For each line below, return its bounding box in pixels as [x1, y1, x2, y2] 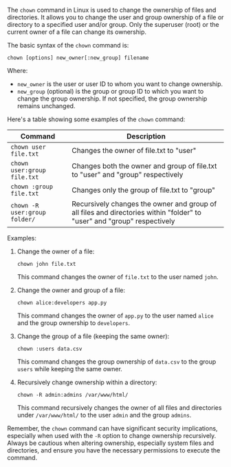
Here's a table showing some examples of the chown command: [7, 115, 186, 123]
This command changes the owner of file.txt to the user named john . [16, 273, 219, 281]
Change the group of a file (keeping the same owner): [16, 332, 170, 340]
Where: [7, 67, 28, 74]
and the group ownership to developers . [16, 319, 131, 326]
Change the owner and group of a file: [16, 286, 126, 294]
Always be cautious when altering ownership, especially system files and [7, 439, 214, 447]
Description [126, 132, 166, 141]
